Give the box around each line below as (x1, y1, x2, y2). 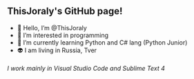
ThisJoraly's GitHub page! (7, 5, 123, 17)
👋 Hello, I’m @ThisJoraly (17, 23, 88, 32)
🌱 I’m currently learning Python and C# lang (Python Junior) (17, 38, 188, 47)
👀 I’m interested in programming (17, 31, 109, 39)
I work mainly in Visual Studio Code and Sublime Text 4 (7, 65, 166, 73)
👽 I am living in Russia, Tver (17, 46, 97, 54)
